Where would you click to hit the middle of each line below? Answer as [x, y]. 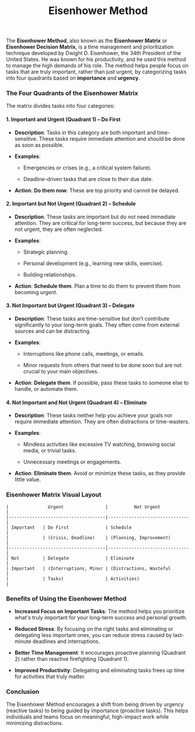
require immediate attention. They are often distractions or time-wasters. [102, 422]
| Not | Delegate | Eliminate [70, 558]
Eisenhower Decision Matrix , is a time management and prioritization [90, 47]
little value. [27, 479]
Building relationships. [50, 274]
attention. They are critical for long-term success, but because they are [100, 223]
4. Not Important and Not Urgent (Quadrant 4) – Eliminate [76, 402]
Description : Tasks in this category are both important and [85, 132]
